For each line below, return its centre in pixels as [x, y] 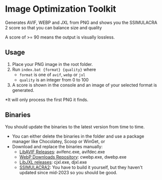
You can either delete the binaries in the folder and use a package [78, 136]
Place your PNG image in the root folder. [53, 64]
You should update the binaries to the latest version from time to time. [75, 127]
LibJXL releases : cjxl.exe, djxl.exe [53, 162]
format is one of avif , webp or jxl [52, 75]
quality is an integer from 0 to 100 [54, 80]
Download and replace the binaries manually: [57, 146]
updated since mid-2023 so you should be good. [68, 172]
